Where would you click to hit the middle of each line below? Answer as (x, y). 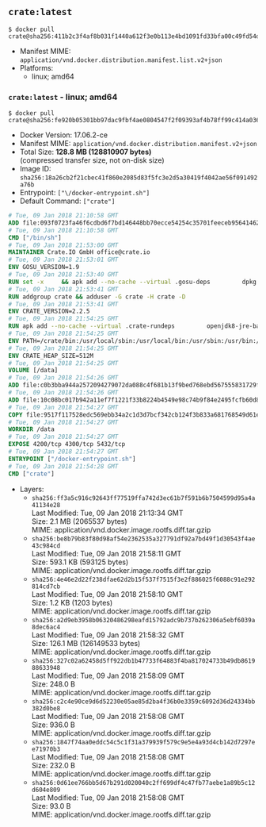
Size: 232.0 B (53, 765)
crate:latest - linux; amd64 (63, 97)
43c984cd (46, 546)
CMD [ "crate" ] (32, 474)
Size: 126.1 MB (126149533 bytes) (86, 643)
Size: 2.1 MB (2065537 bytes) (80, 521)
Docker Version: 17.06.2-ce (64, 135)
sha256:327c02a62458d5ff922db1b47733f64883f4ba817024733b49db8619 (143, 661)
